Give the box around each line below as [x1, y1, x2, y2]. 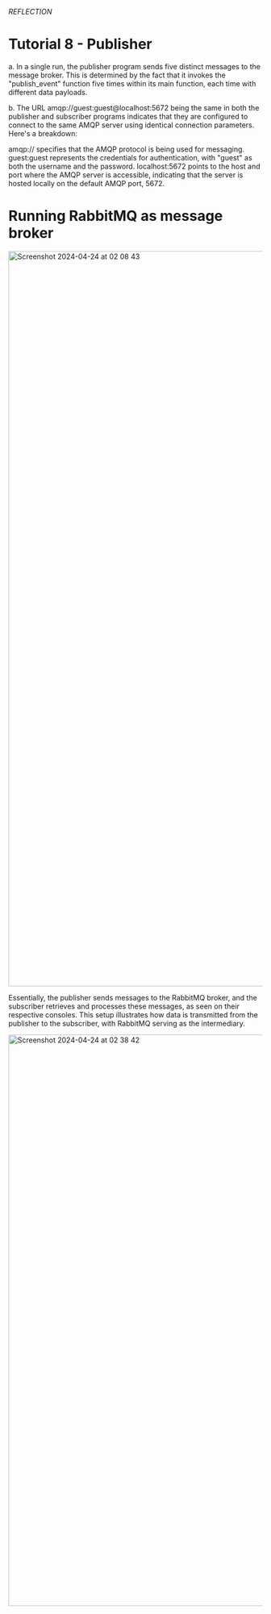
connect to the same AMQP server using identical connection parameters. [8, 120, 255, 130]
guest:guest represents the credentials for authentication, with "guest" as [8, 152, 252, 162]
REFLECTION [8, 7, 52, 16]
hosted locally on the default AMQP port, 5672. [8, 178, 165, 188]
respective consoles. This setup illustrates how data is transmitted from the [8, 1009, 258, 1019]
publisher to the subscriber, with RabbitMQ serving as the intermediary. [8, 1018, 246, 1028]
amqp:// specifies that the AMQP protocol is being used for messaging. [8, 144, 244, 154]
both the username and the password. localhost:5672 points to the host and [8, 161, 261, 171]
